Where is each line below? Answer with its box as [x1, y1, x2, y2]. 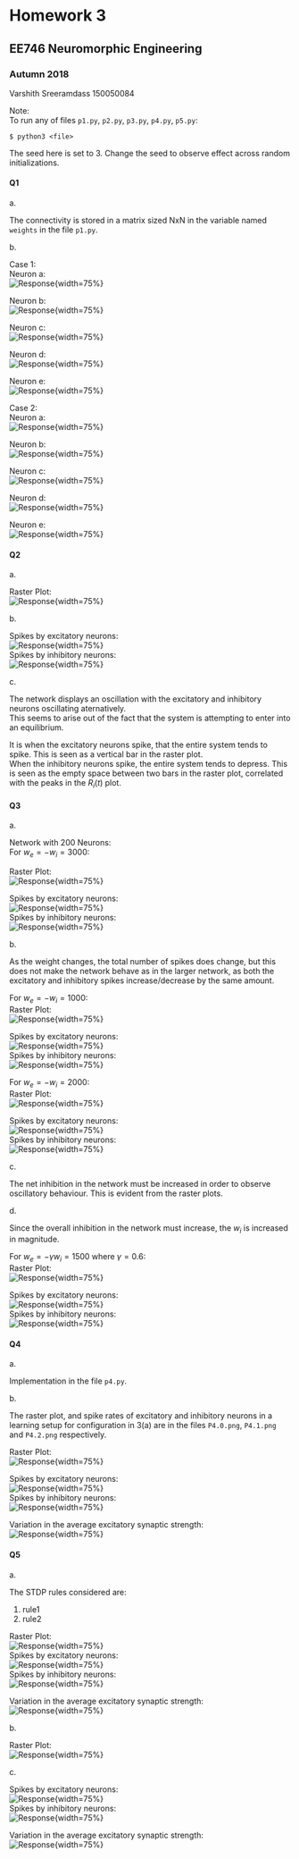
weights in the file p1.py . [9, 224, 98, 235]
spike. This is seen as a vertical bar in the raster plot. [9, 749, 203, 760]
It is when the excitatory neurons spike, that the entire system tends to [9, 739, 268, 751]
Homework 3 [9, 5, 107, 26]
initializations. [9, 157, 60, 168]
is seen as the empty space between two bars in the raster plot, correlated [9, 768, 284, 778]
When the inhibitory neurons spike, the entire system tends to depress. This [9, 759, 288, 770]
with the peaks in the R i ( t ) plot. [9, 778, 122, 791]
